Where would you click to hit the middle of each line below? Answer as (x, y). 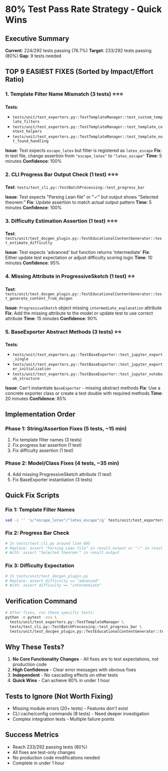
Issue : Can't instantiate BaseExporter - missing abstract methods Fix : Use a (83, 388)
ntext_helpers (27, 131)
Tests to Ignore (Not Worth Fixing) (59, 696)
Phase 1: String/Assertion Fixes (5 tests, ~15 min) (66, 429)
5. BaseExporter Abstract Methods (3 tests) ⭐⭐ (63, 332)
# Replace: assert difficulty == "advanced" (52, 581)
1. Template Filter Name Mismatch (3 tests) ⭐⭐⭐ (64, 94)
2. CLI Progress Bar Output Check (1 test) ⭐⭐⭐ (62, 174)
